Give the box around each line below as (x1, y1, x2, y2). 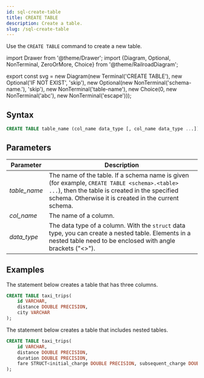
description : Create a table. (6, 20, 83, 26)
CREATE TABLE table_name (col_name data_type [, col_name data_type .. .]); (6, 126, 202, 132)
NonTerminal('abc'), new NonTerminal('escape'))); (6, 92, 132, 99)
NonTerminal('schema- (134, 79, 192, 86)
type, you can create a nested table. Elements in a (49, 229, 191, 237)
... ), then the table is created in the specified (49, 186, 179, 195)
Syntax (6, 110, 34, 120)
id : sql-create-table (6, 9, 61, 15)
